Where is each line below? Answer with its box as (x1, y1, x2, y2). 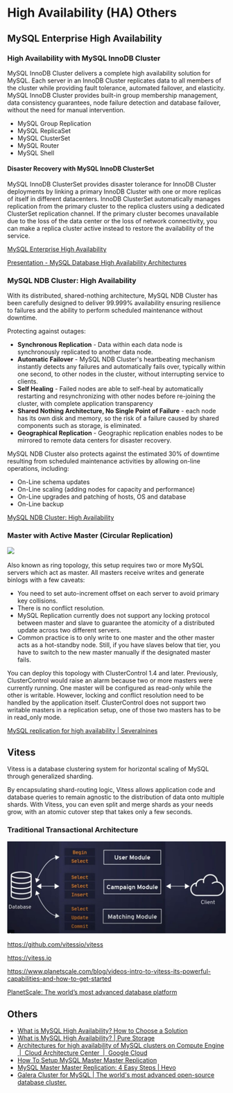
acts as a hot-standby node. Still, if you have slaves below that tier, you (17, 640, 221, 649)
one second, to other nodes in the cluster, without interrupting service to (17, 370, 225, 379)
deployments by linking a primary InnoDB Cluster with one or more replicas (7, 187, 222, 196)
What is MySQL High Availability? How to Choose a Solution (17, 1026, 189, 1035)
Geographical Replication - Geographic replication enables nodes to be (17, 429, 223, 438)
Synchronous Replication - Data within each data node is (17, 341, 183, 349)
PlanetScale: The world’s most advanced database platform (7, 988, 178, 997)
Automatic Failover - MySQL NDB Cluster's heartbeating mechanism (17, 355, 215, 363)
